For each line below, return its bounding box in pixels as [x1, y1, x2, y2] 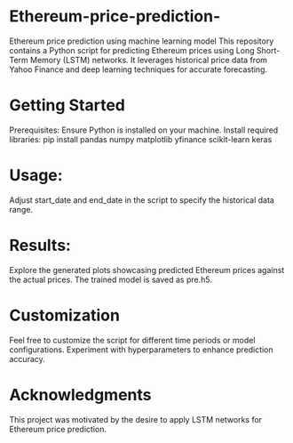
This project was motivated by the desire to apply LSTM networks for [9, 414, 263, 424]
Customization [9, 305, 120, 326]
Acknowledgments [9, 384, 153, 405]
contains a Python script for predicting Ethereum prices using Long [9, 44, 255, 55]
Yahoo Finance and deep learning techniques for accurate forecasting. [9, 64, 268, 75]
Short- [256, 44, 281, 55]
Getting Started [9, 95, 126, 116]
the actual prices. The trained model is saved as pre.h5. [9, 274, 213, 285]
